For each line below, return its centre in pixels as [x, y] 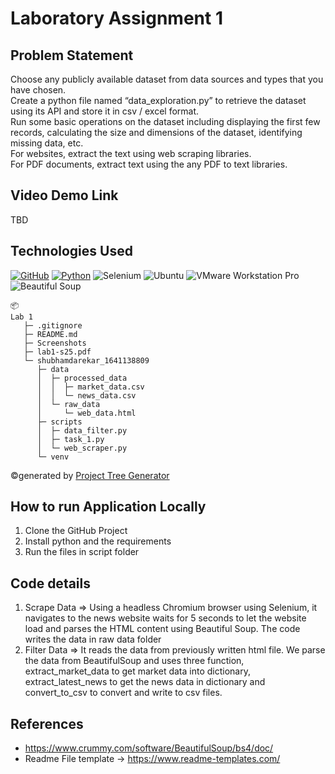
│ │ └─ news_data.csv [86, 395]
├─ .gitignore [53, 325]
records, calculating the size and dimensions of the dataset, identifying [156, 132]
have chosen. [38, 90]
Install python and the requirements [98, 541]
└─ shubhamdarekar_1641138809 [86, 360]
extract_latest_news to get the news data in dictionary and [145, 682]
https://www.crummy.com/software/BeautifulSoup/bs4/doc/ [149, 748]
